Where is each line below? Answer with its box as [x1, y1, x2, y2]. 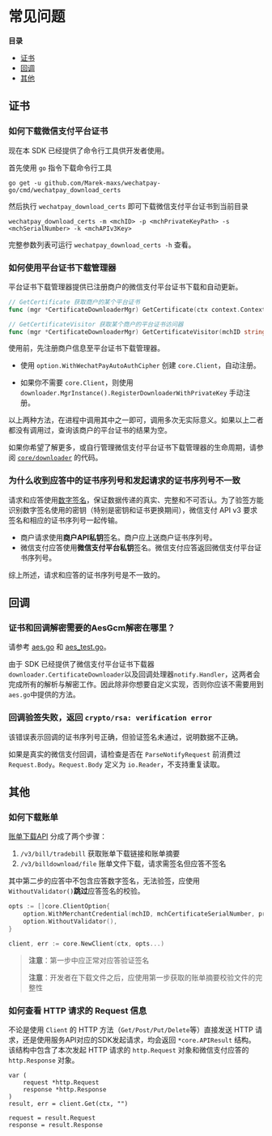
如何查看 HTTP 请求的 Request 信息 [8, 1005, 147, 1016]
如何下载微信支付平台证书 [8, 126, 108, 137]
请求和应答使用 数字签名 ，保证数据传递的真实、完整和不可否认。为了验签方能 [8, 495, 264, 505]
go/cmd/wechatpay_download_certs [8, 186, 121, 194]
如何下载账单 [8, 812, 59, 823]
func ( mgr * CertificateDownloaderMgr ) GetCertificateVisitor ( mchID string [8, 327, 266, 336]
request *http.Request [23, 1078, 100, 1087]
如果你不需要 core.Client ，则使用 [19, 378, 134, 387]
